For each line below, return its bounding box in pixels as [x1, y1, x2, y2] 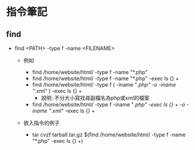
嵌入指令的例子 [23, 119, 60, 126]
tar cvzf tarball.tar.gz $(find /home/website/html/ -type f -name [32, 131, 186, 138]
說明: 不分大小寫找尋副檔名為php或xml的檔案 [41, 95, 150, 101]
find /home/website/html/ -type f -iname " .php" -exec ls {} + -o [32, 101, 186, 108]
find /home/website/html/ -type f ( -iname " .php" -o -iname [32, 81, 176, 88]
